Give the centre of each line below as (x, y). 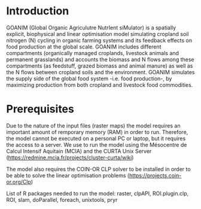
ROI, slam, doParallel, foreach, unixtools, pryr (62, 199)
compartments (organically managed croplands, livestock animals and (93, 53)
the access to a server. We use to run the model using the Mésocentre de (97, 144)
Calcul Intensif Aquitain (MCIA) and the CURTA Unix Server (79, 151)
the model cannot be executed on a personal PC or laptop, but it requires (96, 138)
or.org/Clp (19, 181)
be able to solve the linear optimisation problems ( (68, 175)
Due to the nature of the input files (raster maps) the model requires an (93, 125)
